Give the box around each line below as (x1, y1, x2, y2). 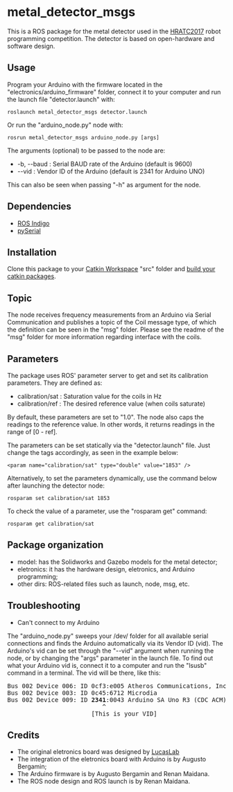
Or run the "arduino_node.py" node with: (7, 121, 123, 129)
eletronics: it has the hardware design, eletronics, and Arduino (17, 565, 196, 573)
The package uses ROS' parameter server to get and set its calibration (7, 372, 209, 379)
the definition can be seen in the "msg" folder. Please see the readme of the (7, 325, 224, 334)
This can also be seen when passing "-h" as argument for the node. (7, 180, 201, 189)
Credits (7, 730, 40, 741)
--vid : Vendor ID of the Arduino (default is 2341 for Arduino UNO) (17, 167, 205, 175)
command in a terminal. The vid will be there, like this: (7, 669, 161, 677)
